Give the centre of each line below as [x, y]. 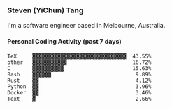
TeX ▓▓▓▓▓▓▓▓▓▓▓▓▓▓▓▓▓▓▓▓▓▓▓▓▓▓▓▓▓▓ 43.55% [79, 56]
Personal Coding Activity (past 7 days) [65, 41]
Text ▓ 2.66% [79, 99]
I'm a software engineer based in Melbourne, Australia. [86, 26]
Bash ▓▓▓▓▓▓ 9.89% [79, 74]
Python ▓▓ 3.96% [79, 86]
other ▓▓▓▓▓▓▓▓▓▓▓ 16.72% [79, 62]
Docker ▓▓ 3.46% [79, 92]
